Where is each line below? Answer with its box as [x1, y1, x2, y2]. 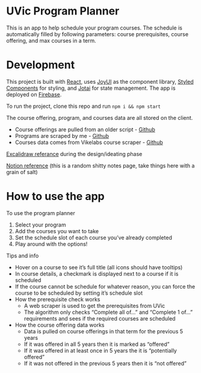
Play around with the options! [14, 240, 88, 248]
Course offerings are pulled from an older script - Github [14, 125, 155, 133]
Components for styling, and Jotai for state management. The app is [6, 84, 176, 92]
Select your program [14, 221, 66, 228]
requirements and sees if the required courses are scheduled [23, 315, 176, 322]
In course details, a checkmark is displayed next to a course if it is [14, 270, 179, 277]
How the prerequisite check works [14, 295, 100, 302]
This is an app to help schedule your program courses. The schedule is [6, 24, 182, 31]
